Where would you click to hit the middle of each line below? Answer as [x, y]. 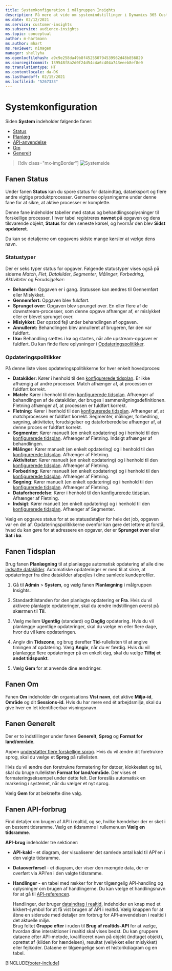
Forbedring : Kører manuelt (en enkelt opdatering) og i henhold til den [86, 471]
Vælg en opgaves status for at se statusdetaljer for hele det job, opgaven [82, 519]
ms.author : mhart [24, 44]
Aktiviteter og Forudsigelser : [35, 279]
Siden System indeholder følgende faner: [49, 121]
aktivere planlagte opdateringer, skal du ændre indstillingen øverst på [86, 606]
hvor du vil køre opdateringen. [45, 632]
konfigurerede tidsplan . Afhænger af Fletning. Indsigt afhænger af [82, 438]
